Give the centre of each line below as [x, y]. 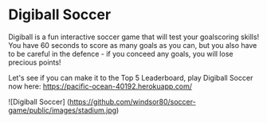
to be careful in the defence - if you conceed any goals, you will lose [121, 54]
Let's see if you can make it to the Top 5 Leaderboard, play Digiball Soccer [131, 77]
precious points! [35, 62]
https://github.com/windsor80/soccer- [133, 101]
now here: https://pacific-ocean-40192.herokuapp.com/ [100, 86]
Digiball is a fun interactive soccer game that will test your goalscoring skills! [134, 37]
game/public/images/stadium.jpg [63, 110]
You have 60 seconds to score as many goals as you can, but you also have [133, 45]
